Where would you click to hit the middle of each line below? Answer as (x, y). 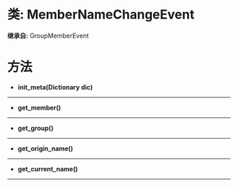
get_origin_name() (45, 148)
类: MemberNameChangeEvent (101, 15)
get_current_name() (47, 169)
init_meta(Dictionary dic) (55, 87)
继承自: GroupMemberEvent (48, 36)
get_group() (35, 128)
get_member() (39, 107)
